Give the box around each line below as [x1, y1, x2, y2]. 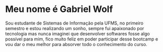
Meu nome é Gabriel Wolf [5, 3, 113, 15]
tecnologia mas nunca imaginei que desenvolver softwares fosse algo [5, 30, 150, 36]
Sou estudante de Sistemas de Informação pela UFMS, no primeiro [5, 20, 143, 26]
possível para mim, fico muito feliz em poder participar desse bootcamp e [5, 36, 158, 42]
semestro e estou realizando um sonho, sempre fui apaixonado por [5, 25, 144, 31]
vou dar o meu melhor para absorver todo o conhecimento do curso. [5, 41, 147, 47]
